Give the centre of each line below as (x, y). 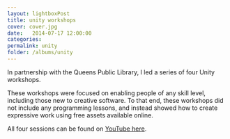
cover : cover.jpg (32, 26)
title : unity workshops (42, 20)
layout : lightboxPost (39, 14)
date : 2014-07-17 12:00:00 (49, 33)
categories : (24, 40)
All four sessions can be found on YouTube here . (77, 129)
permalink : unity (32, 46)
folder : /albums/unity (40, 53)
